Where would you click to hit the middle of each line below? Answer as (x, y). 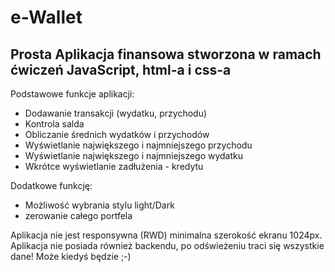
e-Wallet (46, 17)
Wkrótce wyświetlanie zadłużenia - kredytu (114, 166)
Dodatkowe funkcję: (51, 185)
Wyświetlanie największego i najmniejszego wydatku (134, 155)
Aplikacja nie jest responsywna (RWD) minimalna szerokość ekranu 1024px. (166, 235)
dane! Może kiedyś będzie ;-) (71, 256)
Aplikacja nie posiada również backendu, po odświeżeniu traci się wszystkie (167, 245)
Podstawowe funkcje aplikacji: (72, 94)
